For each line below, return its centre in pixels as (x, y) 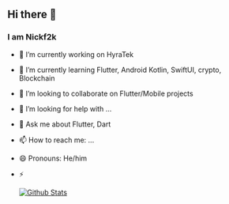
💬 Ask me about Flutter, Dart (65, 124)
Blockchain (37, 78)
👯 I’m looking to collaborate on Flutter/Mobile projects (106, 93)
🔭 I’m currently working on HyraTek (76, 54)
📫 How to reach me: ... (56, 140)
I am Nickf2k (32, 37)
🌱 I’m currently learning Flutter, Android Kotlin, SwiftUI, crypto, (120, 70)
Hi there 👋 (32, 15)
